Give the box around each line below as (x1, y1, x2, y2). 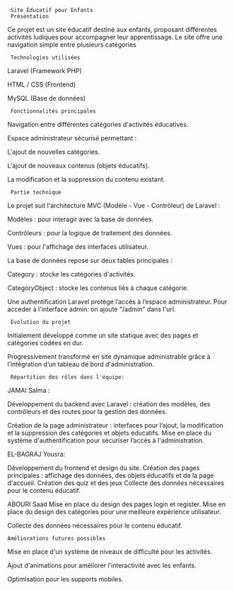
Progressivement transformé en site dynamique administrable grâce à (7, 352, 211, 361)
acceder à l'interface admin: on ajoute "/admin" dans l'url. (7, 305, 176, 313)
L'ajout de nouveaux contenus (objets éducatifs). (7, 162, 150, 169)
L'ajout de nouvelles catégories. (7, 147, 100, 156)
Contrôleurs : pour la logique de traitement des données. (7, 229, 172, 237)
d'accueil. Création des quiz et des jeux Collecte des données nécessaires (7, 479, 225, 487)
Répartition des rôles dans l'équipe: (10, 374, 125, 381)
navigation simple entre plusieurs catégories (7, 40, 136, 49)
